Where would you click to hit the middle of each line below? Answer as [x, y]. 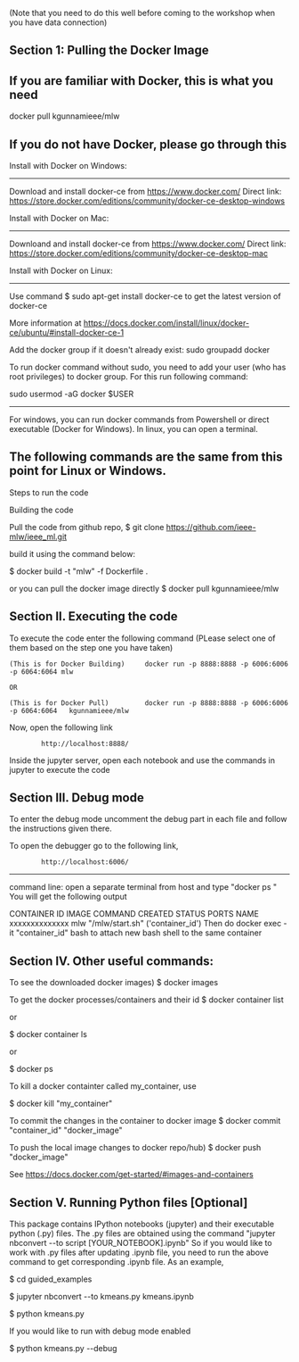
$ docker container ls [48, 1034]
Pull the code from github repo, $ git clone [87, 527]
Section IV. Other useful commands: [112, 961]
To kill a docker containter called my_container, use [103, 1086]
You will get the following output [68, 897]
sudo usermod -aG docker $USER [72, 394]
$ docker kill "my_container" [61, 1104]
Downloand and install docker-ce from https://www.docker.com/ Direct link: [148, 244]
